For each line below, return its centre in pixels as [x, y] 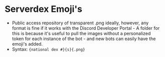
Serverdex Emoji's [44, 9]
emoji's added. [27, 44]
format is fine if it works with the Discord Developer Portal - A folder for [86, 28]
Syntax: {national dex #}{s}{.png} [49, 49]
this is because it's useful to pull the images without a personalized [81, 33]
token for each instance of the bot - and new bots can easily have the [84, 39]
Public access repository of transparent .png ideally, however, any [80, 23]
